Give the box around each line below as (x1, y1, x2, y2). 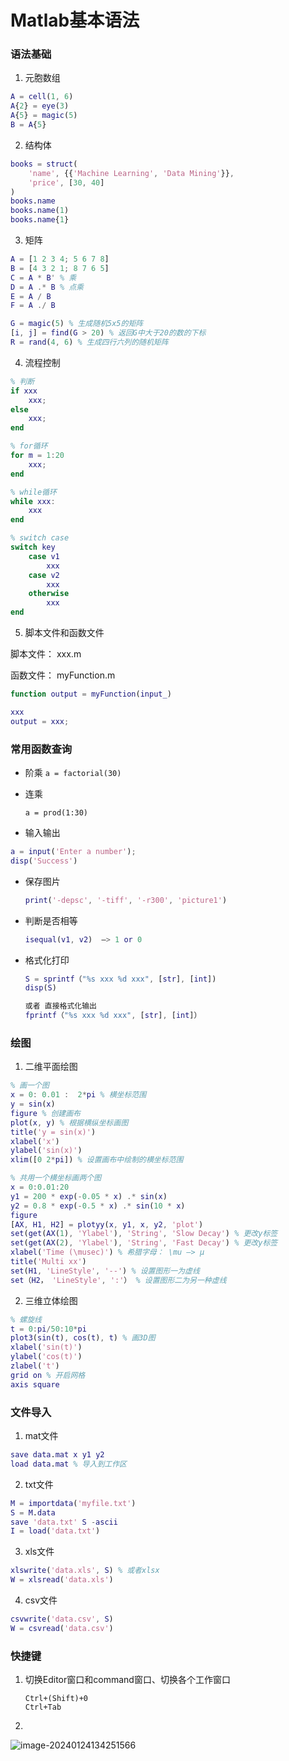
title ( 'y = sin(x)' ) (10, 1127, 97, 1137)
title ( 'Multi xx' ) (10, 1257, 87, 1267)
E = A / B (10, 291, 52, 301)
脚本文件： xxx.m (10, 648, 82, 660)
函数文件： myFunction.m (10, 669, 116, 681)
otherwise (28, 589, 70, 599)
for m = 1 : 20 (10, 451, 65, 461)
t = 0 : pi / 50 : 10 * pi (10, 1324, 87, 1334)
